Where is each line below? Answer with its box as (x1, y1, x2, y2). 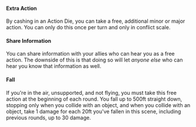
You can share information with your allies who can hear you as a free (6, 50, 175, 57)
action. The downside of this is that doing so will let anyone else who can (6, 56, 183, 64)
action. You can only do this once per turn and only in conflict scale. (6, 24, 171, 31)
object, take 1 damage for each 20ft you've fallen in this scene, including (6, 108, 181, 115)
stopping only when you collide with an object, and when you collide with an (6, 101, 191, 108)
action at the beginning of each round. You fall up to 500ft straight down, (6, 95, 183, 102)
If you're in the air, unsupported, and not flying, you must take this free (6, 89, 177, 96)
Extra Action (6, 5, 37, 12)
